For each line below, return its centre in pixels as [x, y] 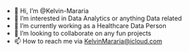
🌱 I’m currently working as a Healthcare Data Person [90, 26]
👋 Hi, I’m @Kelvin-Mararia [51, 11]
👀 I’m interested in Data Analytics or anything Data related [98, 18]
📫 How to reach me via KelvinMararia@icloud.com [88, 41]
